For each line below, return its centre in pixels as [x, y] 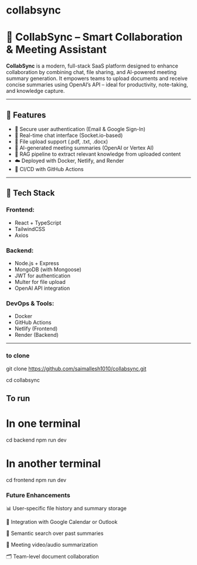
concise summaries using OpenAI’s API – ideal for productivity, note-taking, [97, 85]
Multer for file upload [40, 282]
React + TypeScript [38, 223]
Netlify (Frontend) [36, 329]
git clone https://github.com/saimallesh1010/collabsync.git [76, 369]
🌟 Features [26, 115]
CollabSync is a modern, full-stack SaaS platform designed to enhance [92, 66]
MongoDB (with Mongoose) [48, 269]
